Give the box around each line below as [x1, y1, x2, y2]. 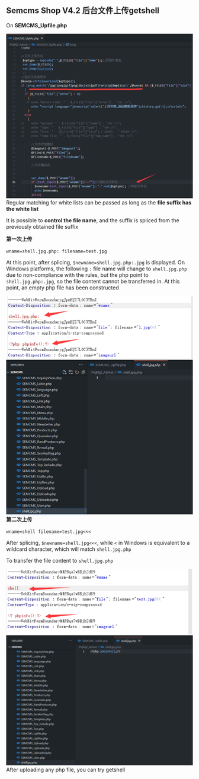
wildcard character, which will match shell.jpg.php [6, 545, 131, 553]
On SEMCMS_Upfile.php [6, 21, 68, 29]
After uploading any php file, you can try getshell [6, 766, 126, 773]
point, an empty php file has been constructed [6, 284, 120, 291]
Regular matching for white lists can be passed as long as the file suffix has [6, 198, 192, 206]
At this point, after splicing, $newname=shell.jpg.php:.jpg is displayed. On [6, 258, 185, 266]
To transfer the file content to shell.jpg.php [6, 557, 114, 564]
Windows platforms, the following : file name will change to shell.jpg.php [6, 265, 188, 272]
